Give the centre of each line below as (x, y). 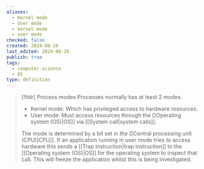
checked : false (26, 40)
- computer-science (37, 68)
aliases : (17, 12)
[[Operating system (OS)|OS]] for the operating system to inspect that (109, 153)
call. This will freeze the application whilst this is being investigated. (107, 159)
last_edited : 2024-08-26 (38, 52)
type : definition (28, 80)
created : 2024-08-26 (33, 46)
